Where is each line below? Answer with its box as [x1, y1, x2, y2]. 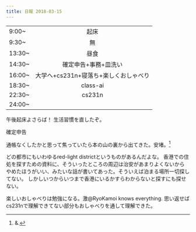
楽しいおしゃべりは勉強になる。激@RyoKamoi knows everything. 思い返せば [6, 195, 190, 202]
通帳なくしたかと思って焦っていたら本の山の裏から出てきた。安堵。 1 [6, 140, 171, 148]
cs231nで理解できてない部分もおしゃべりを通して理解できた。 [6, 202, 156, 209]
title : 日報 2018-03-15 [6, 8, 62, 15]
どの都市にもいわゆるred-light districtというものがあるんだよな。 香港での [6, 153, 184, 161]
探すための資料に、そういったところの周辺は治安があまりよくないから [16, 161, 185, 168]
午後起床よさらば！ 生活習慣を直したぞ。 [6, 116, 105, 123]
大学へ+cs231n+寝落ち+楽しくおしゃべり [35, 71, 150, 79]
